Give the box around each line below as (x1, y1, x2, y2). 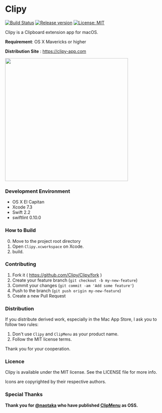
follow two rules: (5, 322, 39, 327)
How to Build (5, 227, 36, 234)
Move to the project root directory (12, 238, 81, 244)
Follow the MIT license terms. (12, 336, 72, 342)
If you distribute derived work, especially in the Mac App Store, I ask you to (5, 316, 157, 323)
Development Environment (5, 188, 70, 195)
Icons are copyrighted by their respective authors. (5, 379, 107, 384)
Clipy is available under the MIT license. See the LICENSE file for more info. (5, 369, 157, 375)
